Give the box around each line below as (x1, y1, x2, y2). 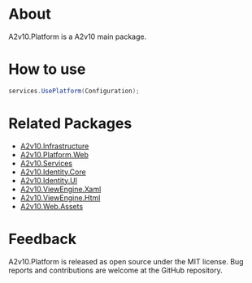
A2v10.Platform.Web (20, 149, 89, 159)
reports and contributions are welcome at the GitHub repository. (8, 265, 223, 275)
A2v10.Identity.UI (20, 175, 78, 185)
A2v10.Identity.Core (20, 167, 87, 177)
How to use (8, 60, 86, 79)
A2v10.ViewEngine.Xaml (20, 184, 102, 194)
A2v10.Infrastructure (20, 141, 89, 151)
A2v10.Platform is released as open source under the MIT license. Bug (8, 256, 244, 266)
